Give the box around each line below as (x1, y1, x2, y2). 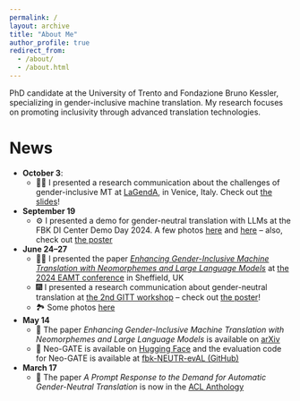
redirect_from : (9, 47, 66, 55)
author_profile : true (9, 38, 90, 47)
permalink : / (9, 13, 58, 22)
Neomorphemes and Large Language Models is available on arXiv (35, 333, 280, 345)
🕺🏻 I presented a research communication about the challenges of (35, 176, 280, 188)
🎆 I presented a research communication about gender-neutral (35, 281, 268, 292)
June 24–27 (21, 243, 68, 254)
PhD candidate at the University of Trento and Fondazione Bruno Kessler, (9, 87, 279, 98)
